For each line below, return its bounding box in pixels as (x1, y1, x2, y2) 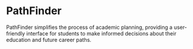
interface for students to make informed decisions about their (26, 30, 177, 37)
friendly (6, 30, 26, 37)
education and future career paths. (6, 36, 92, 43)
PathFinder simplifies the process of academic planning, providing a (6, 24, 173, 31)
